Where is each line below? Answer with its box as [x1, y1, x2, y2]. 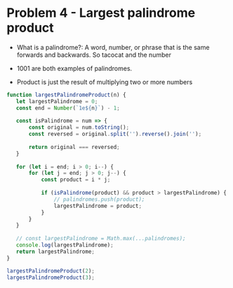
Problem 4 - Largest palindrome [6, 5, 196, 21]
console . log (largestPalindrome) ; [15, 242, 114, 249]
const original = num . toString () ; [28, 124, 130, 131]
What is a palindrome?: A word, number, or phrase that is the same [16, 43, 210, 51]
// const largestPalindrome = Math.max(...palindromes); [15, 235, 187, 242]
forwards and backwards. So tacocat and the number [16, 51, 171, 59]
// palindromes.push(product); [53, 195, 145, 203]
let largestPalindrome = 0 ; [15, 98, 98, 105]
